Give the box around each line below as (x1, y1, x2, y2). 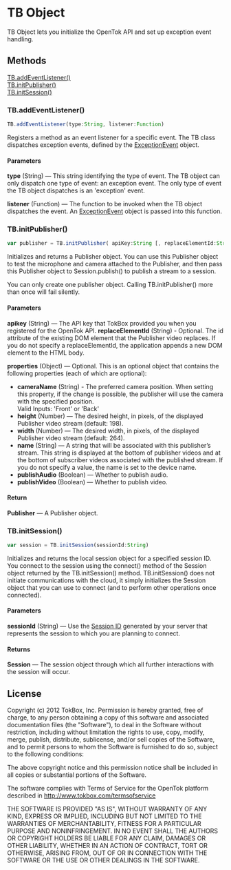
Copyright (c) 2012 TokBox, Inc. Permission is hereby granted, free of (7, 706, 203, 715)
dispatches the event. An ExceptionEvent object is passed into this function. (7, 207, 222, 215)
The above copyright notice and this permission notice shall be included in (7, 764, 218, 772)
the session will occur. (7, 668, 70, 676)
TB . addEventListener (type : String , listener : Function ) (7, 121, 165, 128)
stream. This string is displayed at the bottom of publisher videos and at (16, 448, 221, 457)
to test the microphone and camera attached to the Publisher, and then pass (7, 260, 223, 268)
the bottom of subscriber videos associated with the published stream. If (16, 455, 223, 464)
